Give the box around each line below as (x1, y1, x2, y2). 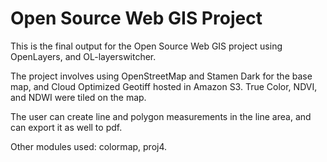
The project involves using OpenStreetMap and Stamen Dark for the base (10, 70, 313, 82)
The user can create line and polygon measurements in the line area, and (10, 110, 312, 122)
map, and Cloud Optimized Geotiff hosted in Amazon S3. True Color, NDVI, (10, 80, 318, 92)
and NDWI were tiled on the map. (10, 91, 147, 103)
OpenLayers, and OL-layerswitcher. (10, 50, 157, 62)
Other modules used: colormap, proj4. (10, 140, 168, 152)
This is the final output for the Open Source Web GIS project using (10, 40, 283, 52)
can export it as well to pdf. (10, 121, 123, 133)
